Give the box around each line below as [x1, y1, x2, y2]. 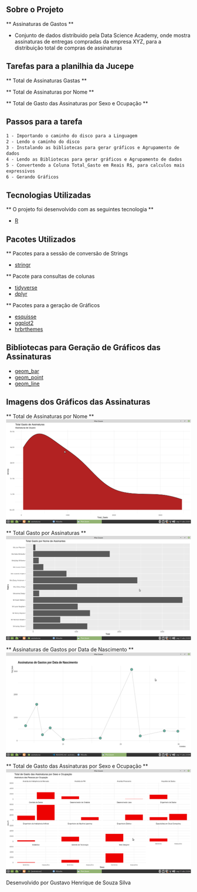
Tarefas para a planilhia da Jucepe [6, 61, 134, 71]
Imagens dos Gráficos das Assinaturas [6, 397, 151, 407]
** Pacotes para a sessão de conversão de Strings [6, 250, 128, 257]
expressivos [6, 168, 35, 174]
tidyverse [14, 284, 38, 291]
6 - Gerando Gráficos [6, 174, 59, 180]
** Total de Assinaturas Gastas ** [6, 76, 87, 84]
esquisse [14, 313, 37, 320]
